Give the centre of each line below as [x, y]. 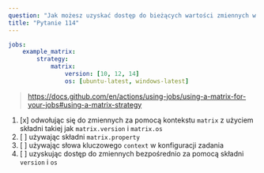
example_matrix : [49, 52]
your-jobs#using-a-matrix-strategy [85, 104]
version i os [38, 162]
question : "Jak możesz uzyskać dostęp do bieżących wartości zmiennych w [132, 15]
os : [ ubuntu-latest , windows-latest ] [127, 81]
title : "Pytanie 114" [44, 23]
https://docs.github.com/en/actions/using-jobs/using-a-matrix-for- [137, 96]
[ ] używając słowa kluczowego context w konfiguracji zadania [121, 145]
